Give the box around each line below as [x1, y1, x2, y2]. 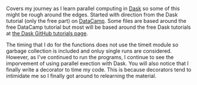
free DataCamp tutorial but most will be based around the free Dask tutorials [6, 23, 191, 30]
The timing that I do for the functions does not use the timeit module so [6, 41, 179, 48]
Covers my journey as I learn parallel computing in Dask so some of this [6, 5, 181, 12]
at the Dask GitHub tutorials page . [6, 30, 88, 37]
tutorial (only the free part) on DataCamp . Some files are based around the [6, 18, 186, 24]
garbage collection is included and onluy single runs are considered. [6, 47, 172, 55]
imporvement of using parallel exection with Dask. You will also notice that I [6, 60, 189, 67]
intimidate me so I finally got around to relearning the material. [6, 73, 157, 79]
